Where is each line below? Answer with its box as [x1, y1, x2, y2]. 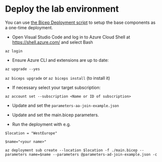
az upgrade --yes [5, 67, 40, 72]
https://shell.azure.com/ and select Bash [12, 39, 93, 45]
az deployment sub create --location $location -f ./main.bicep [5, 147, 138, 153]
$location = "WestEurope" [5, 130, 57, 136]
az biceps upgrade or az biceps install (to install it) [5, 75, 111, 81]
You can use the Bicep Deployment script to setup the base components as [5, 19, 156, 25]
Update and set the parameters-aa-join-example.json [12, 102, 119, 108]
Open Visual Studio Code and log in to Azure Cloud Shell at [12, 34, 130, 40]
